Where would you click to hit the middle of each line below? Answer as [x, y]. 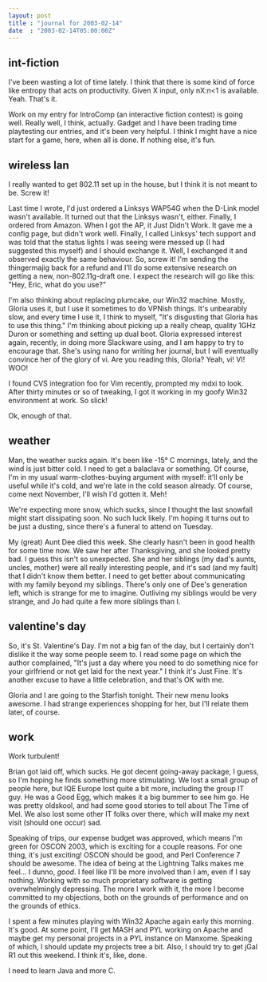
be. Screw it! [29, 193]
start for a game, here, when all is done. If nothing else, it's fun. [112, 140]
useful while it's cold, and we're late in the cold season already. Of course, [131, 485]
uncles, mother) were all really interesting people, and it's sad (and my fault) [133, 567]
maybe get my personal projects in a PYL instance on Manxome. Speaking [130, 938]
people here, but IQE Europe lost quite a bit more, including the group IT [126, 789]
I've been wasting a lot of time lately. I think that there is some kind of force [132, 82]
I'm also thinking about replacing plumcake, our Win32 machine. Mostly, [127, 300]
